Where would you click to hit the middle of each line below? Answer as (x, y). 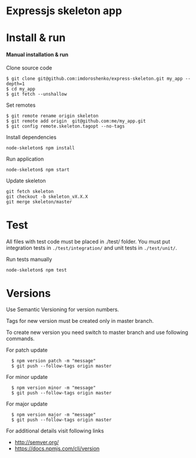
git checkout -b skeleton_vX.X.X (47, 197)
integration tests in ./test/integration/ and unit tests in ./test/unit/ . (92, 248)
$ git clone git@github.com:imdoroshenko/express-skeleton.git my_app (94, 78)
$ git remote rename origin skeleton (52, 116)
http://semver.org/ (36, 442)
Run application (25, 159)
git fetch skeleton (30, 191)
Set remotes (21, 105)
